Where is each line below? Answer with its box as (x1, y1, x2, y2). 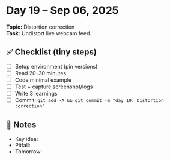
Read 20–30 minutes (14, 69, 67, 76)
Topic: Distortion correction (6, 23, 75, 30)
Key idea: (14, 135, 38, 142)
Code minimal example (14, 76, 72, 84)
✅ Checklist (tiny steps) (6, 47, 97, 57)
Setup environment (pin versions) (14, 63, 98, 70)
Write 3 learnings (14, 90, 58, 97)
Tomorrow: (14, 147, 42, 155)
